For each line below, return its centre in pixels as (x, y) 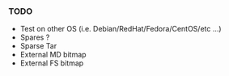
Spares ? (35, 37)
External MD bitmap (53, 55)
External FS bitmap (52, 63)
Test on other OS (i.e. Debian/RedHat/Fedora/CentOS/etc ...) (121, 29)
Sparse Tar (38, 46)
